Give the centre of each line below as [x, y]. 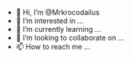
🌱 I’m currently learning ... [58, 29]
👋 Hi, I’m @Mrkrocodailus [58, 12]
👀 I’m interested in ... [50, 21]
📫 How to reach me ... [53, 47]
